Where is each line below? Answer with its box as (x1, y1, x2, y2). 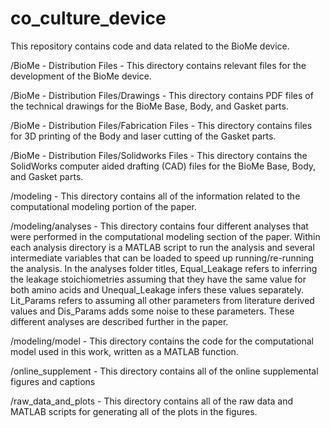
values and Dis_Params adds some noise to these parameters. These (10, 305, 295, 317)
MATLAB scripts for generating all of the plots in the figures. (10, 405, 258, 417)
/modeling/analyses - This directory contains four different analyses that (10, 220, 309, 232)
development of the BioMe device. (10, 70, 152, 82)
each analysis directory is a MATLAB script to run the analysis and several (10, 241, 315, 253)
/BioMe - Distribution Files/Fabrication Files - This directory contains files (10, 119, 313, 131)
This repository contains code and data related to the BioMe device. (10, 40, 290, 52)
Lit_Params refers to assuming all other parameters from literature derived (10, 294, 315, 306)
